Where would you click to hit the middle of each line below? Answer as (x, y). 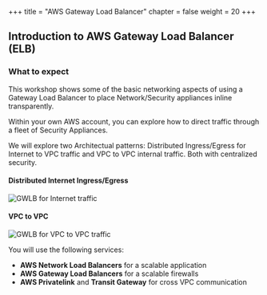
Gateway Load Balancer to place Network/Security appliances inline (120, 97)
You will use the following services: (66, 250)
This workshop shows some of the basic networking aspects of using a (126, 89)
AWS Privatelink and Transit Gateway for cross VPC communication (133, 282)
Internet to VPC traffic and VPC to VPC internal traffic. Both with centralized (133, 154)
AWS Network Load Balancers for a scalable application (113, 265)
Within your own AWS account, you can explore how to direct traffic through (134, 121)
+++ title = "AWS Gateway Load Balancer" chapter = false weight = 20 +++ (132, 12)
